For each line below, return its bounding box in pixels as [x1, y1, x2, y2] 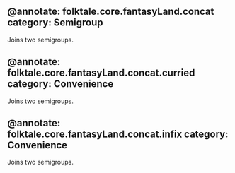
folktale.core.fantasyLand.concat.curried [7, 67, 195, 79]
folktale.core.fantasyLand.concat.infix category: [7, 129, 229, 141]
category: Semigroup [7, 17, 104, 29]
